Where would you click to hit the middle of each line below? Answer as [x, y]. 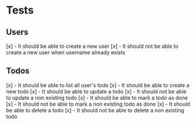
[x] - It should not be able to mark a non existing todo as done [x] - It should [98, 104]
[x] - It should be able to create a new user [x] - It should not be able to [92, 46]
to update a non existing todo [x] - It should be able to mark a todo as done [97, 97]
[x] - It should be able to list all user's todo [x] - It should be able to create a [98, 85]
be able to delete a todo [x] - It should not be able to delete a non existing [95, 110]
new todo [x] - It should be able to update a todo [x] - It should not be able [96, 91]
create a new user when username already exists [66, 52]
